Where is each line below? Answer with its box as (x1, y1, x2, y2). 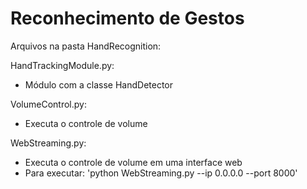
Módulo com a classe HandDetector (24, 78, 174, 91)
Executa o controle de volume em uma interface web (24, 156, 243, 168)
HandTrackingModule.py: (10, 59, 115, 71)
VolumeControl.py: (10, 98, 87, 110)
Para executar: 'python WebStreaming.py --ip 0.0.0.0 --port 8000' (24, 167, 298, 179)
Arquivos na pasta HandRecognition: (10, 40, 162, 52)
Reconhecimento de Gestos (10, 7, 245, 30)
